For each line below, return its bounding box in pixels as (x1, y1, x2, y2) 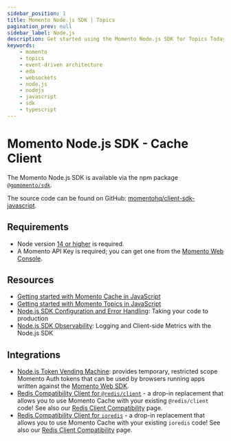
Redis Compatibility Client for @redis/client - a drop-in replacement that (16, 389, 223, 398)
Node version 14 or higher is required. (16, 239, 124, 248)
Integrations (7, 349, 60, 360)
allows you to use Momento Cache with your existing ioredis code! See (16, 418, 221, 427)
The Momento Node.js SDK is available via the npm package (7, 173, 179, 181)
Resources (7, 274, 54, 286)
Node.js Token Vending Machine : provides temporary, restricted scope (16, 367, 218, 376)
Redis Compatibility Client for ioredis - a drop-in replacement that (16, 411, 205, 420)
